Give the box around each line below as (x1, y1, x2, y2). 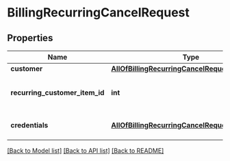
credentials (10, 121, 49, 129)
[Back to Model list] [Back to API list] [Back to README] (7, 147, 164, 155)
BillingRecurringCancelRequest (7, 5, 190, 21)
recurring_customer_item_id (10, 88, 105, 97)
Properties (7, 32, 53, 44)
